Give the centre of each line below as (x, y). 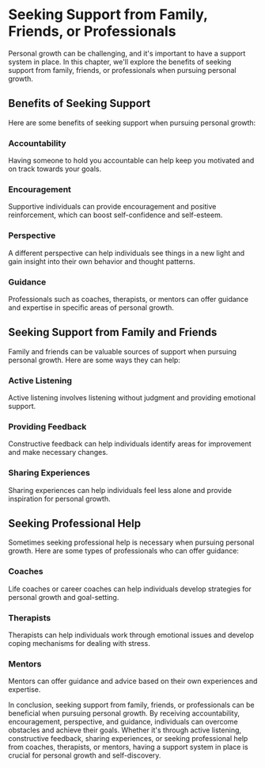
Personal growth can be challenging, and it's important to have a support (127, 53)
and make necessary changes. (58, 453)
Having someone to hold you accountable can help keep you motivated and (131, 161)
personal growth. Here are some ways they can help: (94, 360)
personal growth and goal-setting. (64, 597)
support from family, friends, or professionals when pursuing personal (122, 70)
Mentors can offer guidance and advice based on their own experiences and (133, 681)
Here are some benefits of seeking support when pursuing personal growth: (132, 122)
